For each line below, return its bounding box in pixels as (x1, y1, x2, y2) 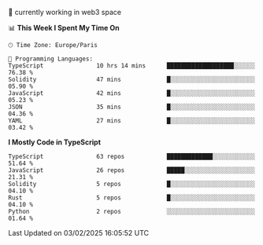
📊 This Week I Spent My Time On (8, 24, 120, 32)
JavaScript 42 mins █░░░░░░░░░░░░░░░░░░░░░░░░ (8, 90, 256, 97)
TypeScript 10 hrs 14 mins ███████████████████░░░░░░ (8, 62, 256, 70)
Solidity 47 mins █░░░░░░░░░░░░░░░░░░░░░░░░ (8, 75, 256, 83)
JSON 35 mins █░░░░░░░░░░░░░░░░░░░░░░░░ (8, 103, 256, 111)
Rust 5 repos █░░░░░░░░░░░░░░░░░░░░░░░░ (8, 194, 256, 202)
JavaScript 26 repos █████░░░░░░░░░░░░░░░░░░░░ (8, 166, 256, 174)
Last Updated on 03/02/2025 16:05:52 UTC (8, 229, 150, 237)
